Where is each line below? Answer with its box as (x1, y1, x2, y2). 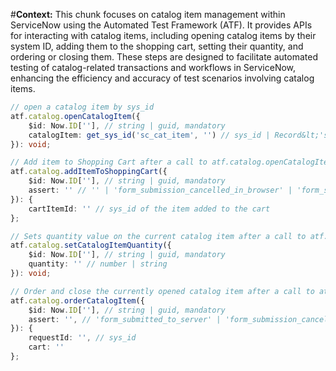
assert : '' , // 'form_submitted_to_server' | (28, 314, 222, 324)
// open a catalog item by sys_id (10, 102, 155, 112)
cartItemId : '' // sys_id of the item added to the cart (28, 204, 271, 214)
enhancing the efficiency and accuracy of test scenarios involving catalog (10, 72, 315, 84)
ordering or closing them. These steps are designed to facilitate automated (10, 51, 318, 63)
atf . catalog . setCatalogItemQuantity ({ (10, 240, 172, 251)
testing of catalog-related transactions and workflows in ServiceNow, (10, 62, 297, 73)
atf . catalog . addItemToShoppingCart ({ (10, 167, 168, 177)
